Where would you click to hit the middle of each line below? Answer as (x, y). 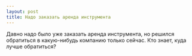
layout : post (22, 11)
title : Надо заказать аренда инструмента (59, 17)
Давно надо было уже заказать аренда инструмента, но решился (90, 34)
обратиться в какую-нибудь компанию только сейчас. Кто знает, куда (96, 40)
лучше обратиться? (31, 46)
